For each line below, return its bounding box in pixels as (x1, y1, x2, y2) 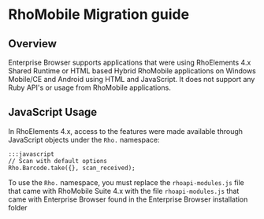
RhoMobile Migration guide (8, 6, 190, 24)
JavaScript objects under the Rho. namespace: (8, 135, 160, 144)
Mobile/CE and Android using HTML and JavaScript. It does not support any (8, 75, 255, 84)
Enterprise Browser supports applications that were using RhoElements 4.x (8, 58, 251, 67)
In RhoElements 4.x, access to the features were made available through (8, 126, 243, 135)
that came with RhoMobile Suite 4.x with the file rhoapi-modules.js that (8, 186, 240, 195)
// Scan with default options (8, 157, 108, 165)
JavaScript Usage (8, 106, 98, 119)
